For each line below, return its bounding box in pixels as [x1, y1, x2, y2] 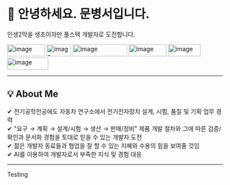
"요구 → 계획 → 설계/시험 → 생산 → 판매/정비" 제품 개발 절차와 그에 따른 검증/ [13, 124, 222, 132]
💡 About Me [7, 88, 59, 100]
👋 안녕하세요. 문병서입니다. [7, 6, 150, 22]
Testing [7, 170, 29, 178]
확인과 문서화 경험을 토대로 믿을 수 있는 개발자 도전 [7, 133, 142, 141]
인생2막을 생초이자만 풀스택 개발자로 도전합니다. [7, 30, 136, 38]
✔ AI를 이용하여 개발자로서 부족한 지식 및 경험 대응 [7, 150, 142, 158]
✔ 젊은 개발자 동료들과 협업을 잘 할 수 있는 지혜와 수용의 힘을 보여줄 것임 [7, 141, 200, 149]
